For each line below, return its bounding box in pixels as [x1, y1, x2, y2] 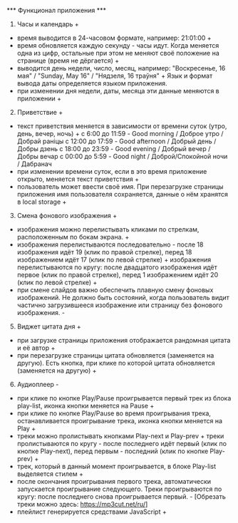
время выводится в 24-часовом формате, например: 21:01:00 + [16, 33, 212, 42]
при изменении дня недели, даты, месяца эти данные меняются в [16, 87, 220, 95]
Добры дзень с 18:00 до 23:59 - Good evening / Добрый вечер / [16, 145, 211, 152]
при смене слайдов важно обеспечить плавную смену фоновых [16, 286, 214, 294]
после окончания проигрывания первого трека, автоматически [16, 477, 212, 485]
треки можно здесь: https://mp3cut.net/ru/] [16, 500, 148, 508]
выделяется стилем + [16, 470, 83, 478]
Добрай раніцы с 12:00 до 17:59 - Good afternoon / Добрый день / [16, 137, 217, 145]
